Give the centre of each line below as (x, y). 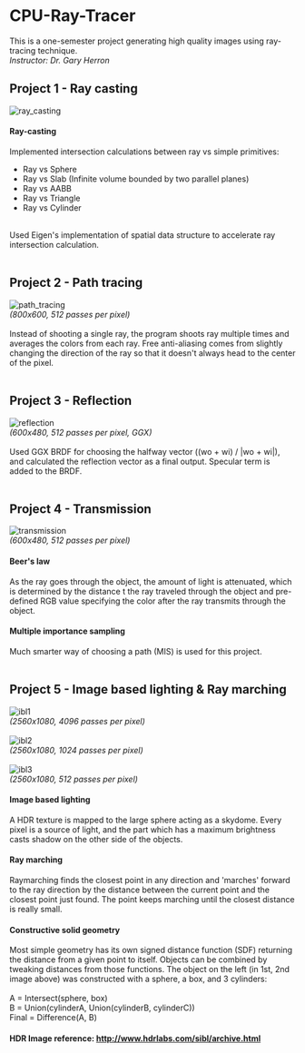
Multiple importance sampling (67, 631)
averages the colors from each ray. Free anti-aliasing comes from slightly (146, 343)
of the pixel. (32, 362)
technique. (58, 50)
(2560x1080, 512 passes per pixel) (74, 779)
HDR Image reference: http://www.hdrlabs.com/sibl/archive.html (135, 1038)
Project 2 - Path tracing (76, 283)
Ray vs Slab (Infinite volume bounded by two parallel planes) (136, 179)
